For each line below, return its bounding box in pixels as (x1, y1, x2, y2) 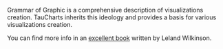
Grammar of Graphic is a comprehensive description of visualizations (7, 6, 204, 14)
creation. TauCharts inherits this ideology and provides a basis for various (7, 13, 217, 21)
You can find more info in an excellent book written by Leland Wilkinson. (7, 34, 212, 42)
